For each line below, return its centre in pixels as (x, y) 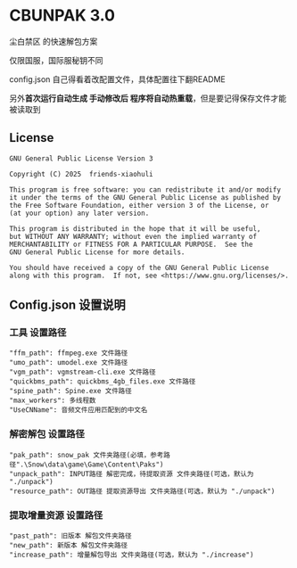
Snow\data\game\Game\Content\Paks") (96, 465)
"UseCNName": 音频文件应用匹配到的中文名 (78, 410)
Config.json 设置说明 (68, 305)
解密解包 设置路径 (47, 434)
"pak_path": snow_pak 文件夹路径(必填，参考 (87, 455)
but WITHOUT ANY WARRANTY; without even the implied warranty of (133, 236)
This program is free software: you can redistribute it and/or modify (145, 189)
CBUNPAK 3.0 (62, 16)
